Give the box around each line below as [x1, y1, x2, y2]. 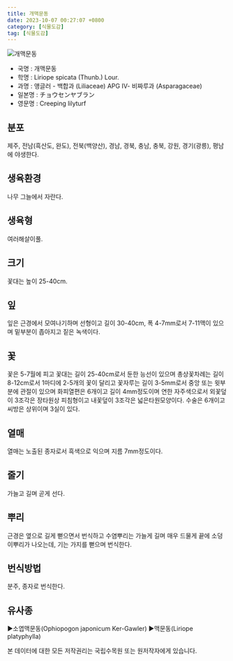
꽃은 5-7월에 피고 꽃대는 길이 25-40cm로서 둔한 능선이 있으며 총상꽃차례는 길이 [7, 370, 225, 379]
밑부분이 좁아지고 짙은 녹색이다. [14, 328, 100, 336]
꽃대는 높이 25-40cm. [7, 277, 68, 285]
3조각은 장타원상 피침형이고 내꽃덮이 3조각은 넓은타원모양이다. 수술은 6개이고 [14, 396, 225, 404]
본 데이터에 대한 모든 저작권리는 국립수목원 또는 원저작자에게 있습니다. [7, 646, 197, 655]
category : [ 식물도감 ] [7, 23, 64, 30]
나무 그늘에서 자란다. [7, 192, 63, 201]
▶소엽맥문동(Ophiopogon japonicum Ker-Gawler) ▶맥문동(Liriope [7, 625, 193, 633]
